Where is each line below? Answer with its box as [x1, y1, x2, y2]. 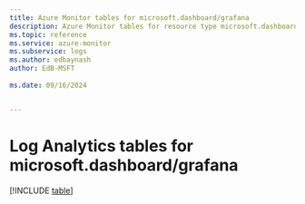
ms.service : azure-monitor [9, 38, 112, 48]
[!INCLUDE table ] [9, 185, 74, 196]
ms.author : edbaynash [9, 55, 92, 64]
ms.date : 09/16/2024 [9, 81, 88, 90]
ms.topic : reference [9, 30, 88, 39]
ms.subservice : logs [9, 47, 88, 56]
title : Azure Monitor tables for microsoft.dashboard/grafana [9, 13, 250, 23]
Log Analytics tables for [9, 135, 193, 156]
